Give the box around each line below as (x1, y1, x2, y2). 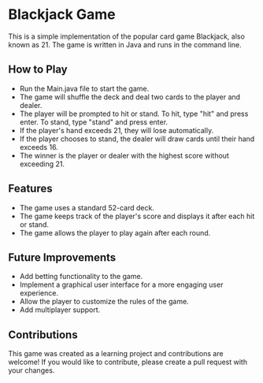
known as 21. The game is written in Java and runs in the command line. (8, 39, 242, 49)
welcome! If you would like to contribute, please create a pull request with (8, 357, 248, 367)
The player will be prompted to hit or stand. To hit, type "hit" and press (19, 109, 249, 118)
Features (8, 182, 53, 195)
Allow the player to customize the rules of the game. (19, 297, 189, 307)
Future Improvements (8, 251, 117, 264)
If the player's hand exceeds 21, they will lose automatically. (19, 125, 214, 135)
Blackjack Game (8, 6, 116, 24)
